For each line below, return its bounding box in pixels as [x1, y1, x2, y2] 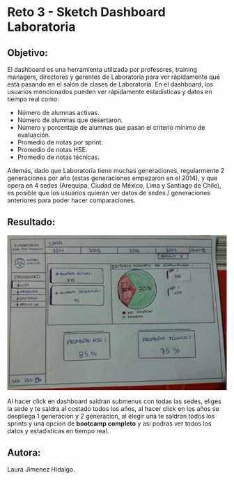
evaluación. [17, 130, 51, 139]
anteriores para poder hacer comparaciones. [7, 196, 136, 204]
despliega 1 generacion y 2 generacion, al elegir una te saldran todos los [7, 412, 215, 420]
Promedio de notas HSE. [17, 146, 88, 153]
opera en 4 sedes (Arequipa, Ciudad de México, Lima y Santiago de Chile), [7, 181, 221, 189]
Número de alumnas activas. [17, 109, 100, 117]
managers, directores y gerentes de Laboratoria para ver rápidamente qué [7, 73, 221, 81]
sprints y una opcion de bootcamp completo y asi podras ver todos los [7, 419, 212, 428]
